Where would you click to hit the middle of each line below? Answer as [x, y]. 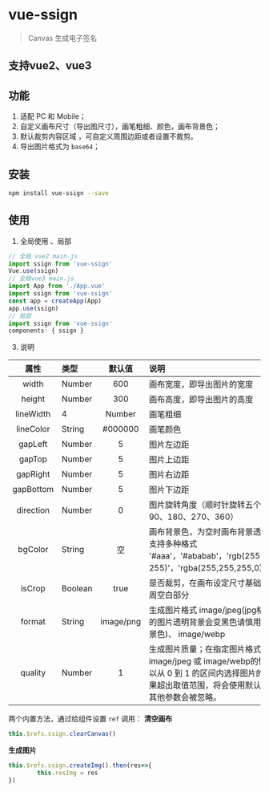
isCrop [33, 589]
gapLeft [33, 445]
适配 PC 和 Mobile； [53, 116]
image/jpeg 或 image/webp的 [203, 661]
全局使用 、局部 [46, 241]
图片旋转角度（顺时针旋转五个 [205, 505]
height [33, 399]
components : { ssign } [46, 331]
